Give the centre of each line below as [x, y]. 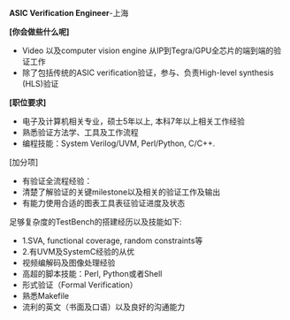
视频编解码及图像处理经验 [69, 263]
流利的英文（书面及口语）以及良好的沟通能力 [103, 307]
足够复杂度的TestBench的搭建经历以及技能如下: [95, 222]
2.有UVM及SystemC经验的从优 [78, 251]
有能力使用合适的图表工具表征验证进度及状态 [103, 203]
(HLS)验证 [40, 84]
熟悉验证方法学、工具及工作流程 [80, 132]
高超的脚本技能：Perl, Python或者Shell [92, 274]
